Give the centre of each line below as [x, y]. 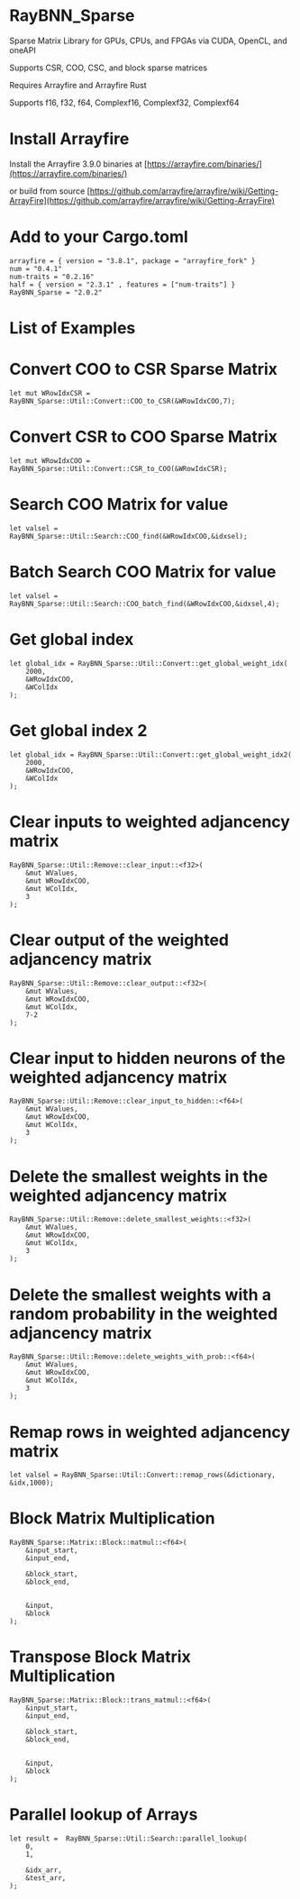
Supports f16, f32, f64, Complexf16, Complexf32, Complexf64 [124, 102]
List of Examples [73, 328]
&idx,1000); [32, 1483]
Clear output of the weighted [119, 940]
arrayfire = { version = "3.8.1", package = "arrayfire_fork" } [132, 261]
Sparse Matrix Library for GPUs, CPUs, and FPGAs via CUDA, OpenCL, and [149, 41]
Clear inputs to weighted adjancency [150, 822]
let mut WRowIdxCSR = [50, 393]
